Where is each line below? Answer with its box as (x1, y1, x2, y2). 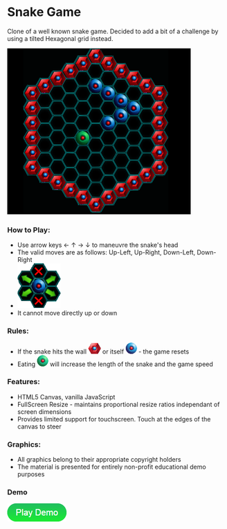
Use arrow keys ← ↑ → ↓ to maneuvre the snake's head (17, 241, 179, 250)
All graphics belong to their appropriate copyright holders (17, 456, 181, 464)
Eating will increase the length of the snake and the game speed (17, 360, 213, 368)
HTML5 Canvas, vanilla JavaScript (17, 392, 116, 401)
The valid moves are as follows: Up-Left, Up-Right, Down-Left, (17, 248, 196, 257)
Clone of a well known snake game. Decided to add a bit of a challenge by (7, 27, 219, 35)
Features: (7, 377, 40, 387)
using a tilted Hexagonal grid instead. (7, 34, 113, 42)
